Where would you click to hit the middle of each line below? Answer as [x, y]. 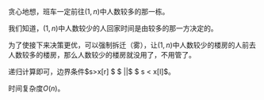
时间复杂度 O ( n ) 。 [36, 88]
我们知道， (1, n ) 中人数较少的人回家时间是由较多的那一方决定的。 [113, 28]
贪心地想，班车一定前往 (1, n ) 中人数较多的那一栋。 [89, 11]
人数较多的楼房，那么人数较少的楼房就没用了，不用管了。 [102, 55]
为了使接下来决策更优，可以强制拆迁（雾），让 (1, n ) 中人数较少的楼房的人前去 [132, 45]
